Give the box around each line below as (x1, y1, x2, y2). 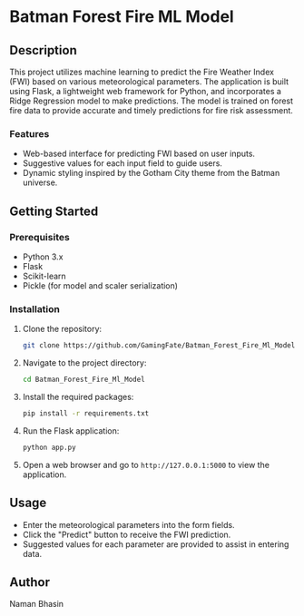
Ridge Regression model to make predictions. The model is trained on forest (9, 95, 293, 106)
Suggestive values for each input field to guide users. (22, 158, 222, 169)
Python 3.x (22, 251, 64, 262)
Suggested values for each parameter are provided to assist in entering (22, 538, 289, 550)
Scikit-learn (22, 270, 66, 281)
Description (9, 43, 77, 58)
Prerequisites (9, 230, 70, 243)
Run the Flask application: (22, 425, 120, 436)
